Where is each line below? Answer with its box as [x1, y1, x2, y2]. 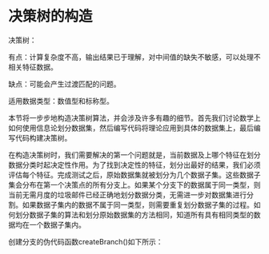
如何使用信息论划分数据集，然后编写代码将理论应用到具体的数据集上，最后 [8, 123, 254, 133]
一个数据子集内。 [29, 220, 86, 229]
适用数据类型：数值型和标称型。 [8, 96, 114, 105]
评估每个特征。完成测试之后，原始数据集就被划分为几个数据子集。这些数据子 [8, 169, 261, 180]
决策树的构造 [8, 7, 94, 26]
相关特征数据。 [8, 62, 58, 72]
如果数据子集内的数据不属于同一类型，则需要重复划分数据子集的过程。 [22, 200, 254, 209]
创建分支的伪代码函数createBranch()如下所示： [8, 236, 163, 246]
